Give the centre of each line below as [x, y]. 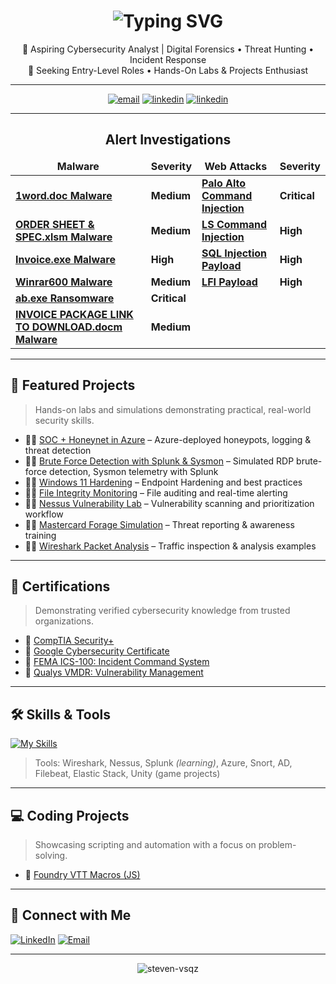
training [40, 535]
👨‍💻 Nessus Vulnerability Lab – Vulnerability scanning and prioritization [169, 503]
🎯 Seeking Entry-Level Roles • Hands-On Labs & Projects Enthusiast [168, 70]
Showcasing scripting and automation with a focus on [145, 844]
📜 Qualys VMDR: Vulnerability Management [114, 672]
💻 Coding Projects [70, 815]
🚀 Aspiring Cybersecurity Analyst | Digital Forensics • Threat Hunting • [168, 49]
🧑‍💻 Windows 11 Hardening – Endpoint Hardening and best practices [163, 482]
